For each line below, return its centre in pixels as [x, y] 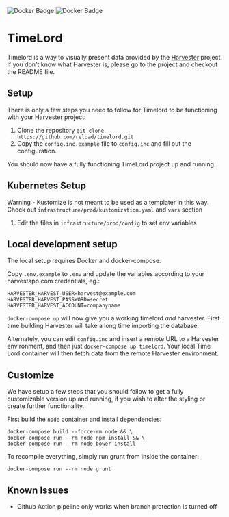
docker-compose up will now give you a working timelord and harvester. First [113, 318]
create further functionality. [46, 406]
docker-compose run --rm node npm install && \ [76, 438]
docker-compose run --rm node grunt [59, 469]
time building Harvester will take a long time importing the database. [103, 326]
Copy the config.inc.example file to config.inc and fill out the [104, 143]
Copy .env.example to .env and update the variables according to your [106, 274]
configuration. [37, 151]
